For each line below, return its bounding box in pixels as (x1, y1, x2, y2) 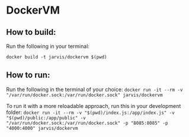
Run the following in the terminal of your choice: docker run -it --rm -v (6, 86, 183, 93)
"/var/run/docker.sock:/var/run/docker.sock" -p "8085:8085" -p (6, 120, 168, 126)
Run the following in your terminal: (6, 43, 90, 50)
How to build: (6, 27, 56, 37)
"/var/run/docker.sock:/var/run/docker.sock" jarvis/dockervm (6, 92, 163, 98)
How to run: (6, 70, 50, 80)
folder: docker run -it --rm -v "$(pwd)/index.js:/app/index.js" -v (6, 109, 175, 116)
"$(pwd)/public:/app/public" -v (6, 115, 86, 121)
